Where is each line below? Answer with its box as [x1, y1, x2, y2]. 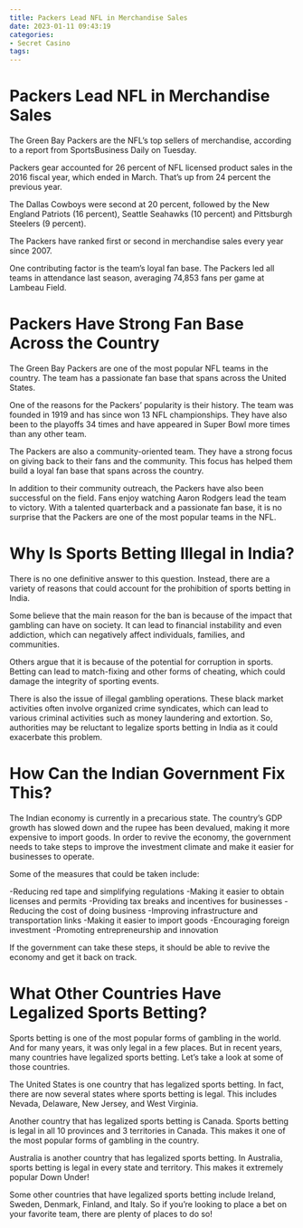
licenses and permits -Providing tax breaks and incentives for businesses [9, 895, 283, 906]
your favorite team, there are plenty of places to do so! [9, 1208, 213, 1219]
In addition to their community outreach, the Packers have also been [9, 483, 264, 493]
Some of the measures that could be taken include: [9, 868, 200, 879]
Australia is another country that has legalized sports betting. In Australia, [9, 1152, 283, 1163]
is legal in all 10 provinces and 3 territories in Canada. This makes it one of [9, 1125, 287, 1136]
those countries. [9, 1061, 71, 1072]
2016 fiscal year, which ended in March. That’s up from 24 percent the [9, 172, 271, 183]
